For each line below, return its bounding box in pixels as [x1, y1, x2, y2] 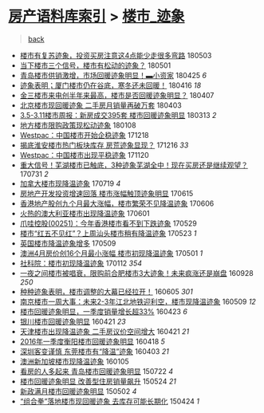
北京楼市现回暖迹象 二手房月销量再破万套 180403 [19, 100, 182, 110]
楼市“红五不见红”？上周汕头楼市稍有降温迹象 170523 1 [19, 228, 197, 238]
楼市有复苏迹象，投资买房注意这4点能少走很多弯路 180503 [19, 50, 212, 60]
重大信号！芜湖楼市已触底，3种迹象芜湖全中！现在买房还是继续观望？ [19, 160, 249, 170]
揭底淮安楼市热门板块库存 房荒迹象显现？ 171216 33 [19, 140, 189, 150]
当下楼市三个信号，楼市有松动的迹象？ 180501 [19, 61, 171, 70]
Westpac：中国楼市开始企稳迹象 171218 [19, 130, 149, 140]
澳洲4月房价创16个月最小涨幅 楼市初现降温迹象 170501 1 [19, 248, 203, 258]
